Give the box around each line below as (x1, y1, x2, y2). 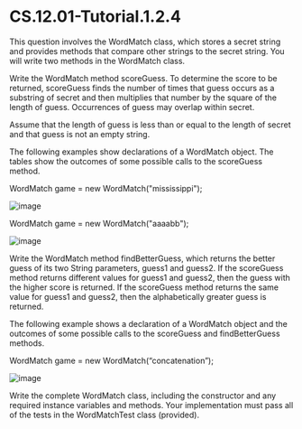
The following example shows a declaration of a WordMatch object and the (9, 318, 288, 329)
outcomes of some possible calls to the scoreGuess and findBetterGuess (9, 328, 281, 339)
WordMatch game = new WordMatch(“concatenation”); (9, 355, 215, 366)
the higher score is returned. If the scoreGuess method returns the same (9, 282, 279, 293)
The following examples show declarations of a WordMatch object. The (9, 146, 274, 157)
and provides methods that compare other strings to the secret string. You (9, 45, 286, 56)
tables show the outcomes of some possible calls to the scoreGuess (9, 155, 263, 166)
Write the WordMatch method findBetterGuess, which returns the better (9, 253, 276, 264)
